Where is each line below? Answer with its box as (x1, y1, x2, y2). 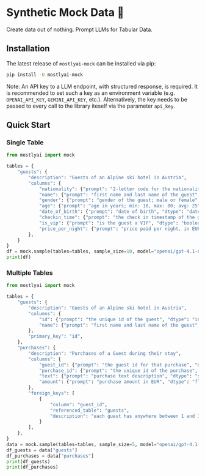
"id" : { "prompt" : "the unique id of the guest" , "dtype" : (38, 316, 190, 322)
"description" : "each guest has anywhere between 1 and (49, 413, 195, 419)
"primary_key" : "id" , (28, 333, 84, 340)
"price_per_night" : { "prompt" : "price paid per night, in (38, 226, 190, 232)
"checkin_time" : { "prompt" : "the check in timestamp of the (38, 214, 195, 221)
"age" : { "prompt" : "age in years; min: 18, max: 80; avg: (38, 203, 190, 209)
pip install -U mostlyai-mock (6, 72, 84, 78)
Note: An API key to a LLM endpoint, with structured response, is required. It (6, 83, 198, 90)
